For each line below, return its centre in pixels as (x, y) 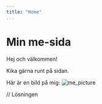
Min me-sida (39, 42)
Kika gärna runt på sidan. (38, 71)
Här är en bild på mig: (33, 82)
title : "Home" (24, 12)
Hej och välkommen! (32, 59)
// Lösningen (22, 94)
